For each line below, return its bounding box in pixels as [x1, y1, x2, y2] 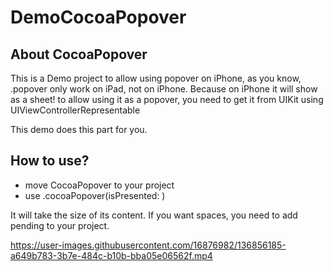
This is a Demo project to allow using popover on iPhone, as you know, [10, 72, 302, 84]
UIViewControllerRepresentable [10, 104, 141, 116]
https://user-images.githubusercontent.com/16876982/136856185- [10, 239, 287, 251]
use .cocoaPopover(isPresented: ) [24, 189, 166, 201]
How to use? [10, 152, 90, 170]
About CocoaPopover [10, 46, 148, 63]
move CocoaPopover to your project [24, 179, 175, 191]
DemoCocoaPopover [10, 6, 187, 29]
